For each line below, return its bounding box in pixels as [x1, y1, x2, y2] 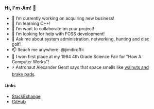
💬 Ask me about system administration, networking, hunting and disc [11, 36, 150, 42]
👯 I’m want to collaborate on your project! [11, 26, 95, 32]
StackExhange [11, 93, 41, 99]
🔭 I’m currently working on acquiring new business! [11, 16, 115, 21]
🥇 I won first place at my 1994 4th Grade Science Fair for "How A [11, 54, 142, 60]
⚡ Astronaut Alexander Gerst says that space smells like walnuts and [11, 64, 149, 70]
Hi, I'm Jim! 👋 [4, 4, 36, 11]
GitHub [11, 98, 26, 104]
